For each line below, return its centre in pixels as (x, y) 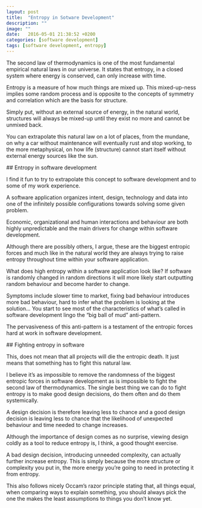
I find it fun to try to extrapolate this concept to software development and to (101, 179)
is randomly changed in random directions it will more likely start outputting (100, 277)
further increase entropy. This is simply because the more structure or (93, 461)
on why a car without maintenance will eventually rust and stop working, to (99, 143)
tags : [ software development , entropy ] (56, 46)
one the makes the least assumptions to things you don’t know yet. (89, 498)
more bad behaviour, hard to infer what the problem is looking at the (91, 302)
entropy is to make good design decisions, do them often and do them (93, 394)
